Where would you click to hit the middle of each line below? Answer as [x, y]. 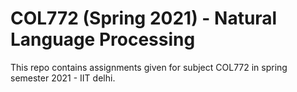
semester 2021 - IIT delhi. [63, 78]
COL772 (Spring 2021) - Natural [144, 18]
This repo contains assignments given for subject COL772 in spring [149, 67]
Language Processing [103, 39]
